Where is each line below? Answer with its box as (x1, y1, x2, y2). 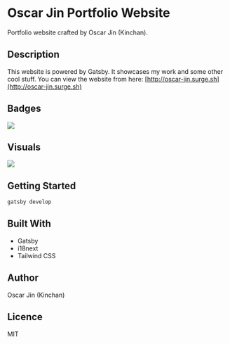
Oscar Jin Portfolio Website (7, 5, 170, 21)
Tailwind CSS (17, 251, 56, 260)
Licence (7, 311, 43, 323)
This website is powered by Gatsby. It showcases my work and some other (7, 67, 223, 75)
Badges (7, 103, 41, 115)
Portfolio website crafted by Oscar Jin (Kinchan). (7, 28, 149, 37)
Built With (7, 218, 51, 230)
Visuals (7, 141, 41, 153)
